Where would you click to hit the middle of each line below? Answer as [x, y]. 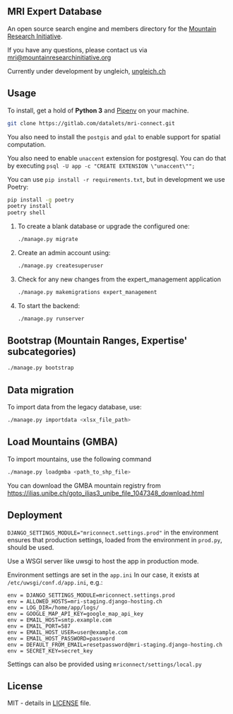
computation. [26, 144]
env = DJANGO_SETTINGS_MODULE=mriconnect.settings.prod [91, 595]
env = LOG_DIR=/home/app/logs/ [53, 607]
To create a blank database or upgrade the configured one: [103, 226]
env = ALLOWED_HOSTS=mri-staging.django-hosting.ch [85, 601]
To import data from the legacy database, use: [74, 407]
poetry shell [26, 213]
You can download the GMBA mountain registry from [84, 485]
